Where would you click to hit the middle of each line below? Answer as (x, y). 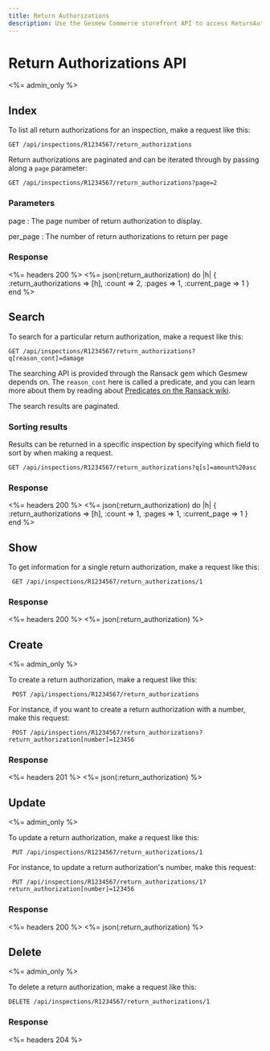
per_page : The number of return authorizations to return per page (119, 236)
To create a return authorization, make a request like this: (103, 680)
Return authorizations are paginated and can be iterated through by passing (134, 160)
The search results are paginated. (64, 406)
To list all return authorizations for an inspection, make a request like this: (129, 130)
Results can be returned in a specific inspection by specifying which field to (134, 444)
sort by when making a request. (61, 452)
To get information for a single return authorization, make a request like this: (134, 567)
